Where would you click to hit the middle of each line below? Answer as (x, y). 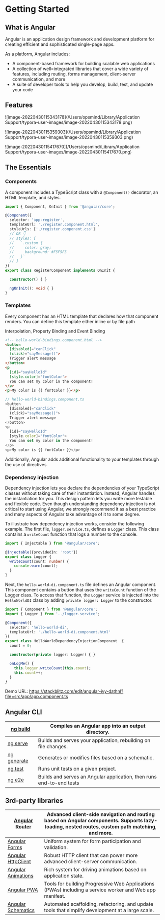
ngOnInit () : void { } (32, 288)
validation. (56, 847)
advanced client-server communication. (91, 861)
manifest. (55, 896)
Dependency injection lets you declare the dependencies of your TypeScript (82, 488)
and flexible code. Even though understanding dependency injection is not (80, 504)
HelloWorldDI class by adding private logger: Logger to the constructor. (79, 600)
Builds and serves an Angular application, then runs (97, 777)
